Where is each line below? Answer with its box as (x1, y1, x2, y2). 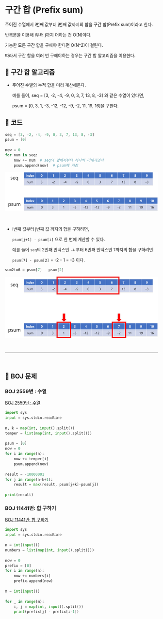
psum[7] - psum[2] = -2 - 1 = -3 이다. (12, 257, 85, 263)
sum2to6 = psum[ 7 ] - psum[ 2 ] (5, 267, 64, 273)
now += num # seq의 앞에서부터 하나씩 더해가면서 (14, 158, 104, 163)
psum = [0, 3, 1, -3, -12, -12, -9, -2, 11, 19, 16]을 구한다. (12, 103, 119, 109)
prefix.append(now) (14, 579, 53, 583)
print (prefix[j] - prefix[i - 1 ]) (14, 609, 79, 614)
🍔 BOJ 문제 (5, 372, 37, 380)
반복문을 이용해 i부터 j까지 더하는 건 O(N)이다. (5, 32, 92, 38)
